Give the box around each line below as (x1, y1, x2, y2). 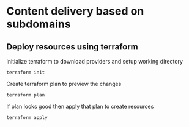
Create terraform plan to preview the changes (6, 81, 122, 87)
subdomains (6, 17, 72, 31)
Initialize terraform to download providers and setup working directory (6, 58, 183, 65)
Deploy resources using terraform (6, 42, 139, 52)
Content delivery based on (6, 4, 144, 18)
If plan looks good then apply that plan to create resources (6, 103, 154, 110)
